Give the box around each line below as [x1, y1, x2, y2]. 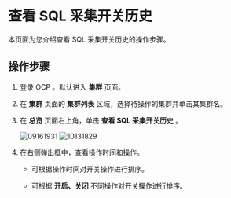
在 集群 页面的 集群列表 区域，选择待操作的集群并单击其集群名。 [19, 99, 228, 108]
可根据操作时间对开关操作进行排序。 [31, 164, 149, 174]
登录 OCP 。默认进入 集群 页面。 [19, 82, 126, 91]
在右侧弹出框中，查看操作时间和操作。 [19, 147, 144, 157]
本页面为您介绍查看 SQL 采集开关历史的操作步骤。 [8, 35, 170, 44]
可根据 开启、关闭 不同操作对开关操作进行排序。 [31, 181, 187, 190]
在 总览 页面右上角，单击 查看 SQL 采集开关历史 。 [19, 115, 183, 125]
